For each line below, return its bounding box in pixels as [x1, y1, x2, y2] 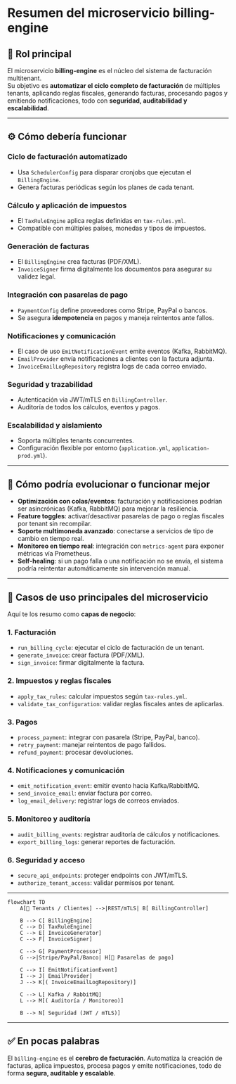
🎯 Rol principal [7, 48, 72, 60]
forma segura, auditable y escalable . [7, 1069, 116, 1077]
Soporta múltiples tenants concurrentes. [17, 436, 135, 445]
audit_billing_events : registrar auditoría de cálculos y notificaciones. [17, 830, 221, 838]
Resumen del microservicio [7, 5, 171, 21]
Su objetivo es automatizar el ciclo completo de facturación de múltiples [7, 82, 221, 89]
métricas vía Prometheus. [17, 549, 92, 558]
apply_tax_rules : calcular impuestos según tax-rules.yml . [17, 691, 188, 701]
